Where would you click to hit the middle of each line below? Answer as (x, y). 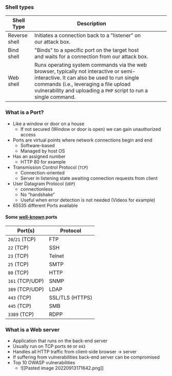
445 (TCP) (20, 306)
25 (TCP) (18, 264)
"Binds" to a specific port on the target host (87, 50)
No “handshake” (38, 194)
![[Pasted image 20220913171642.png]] (62, 368)
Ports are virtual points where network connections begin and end (82, 140)
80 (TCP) (18, 272)
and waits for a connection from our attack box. (91, 56)
